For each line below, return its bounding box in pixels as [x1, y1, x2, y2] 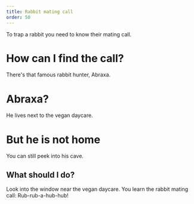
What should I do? [6, 169, 75, 180]
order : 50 [6, 14, 31, 20]
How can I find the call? [6, 51, 124, 65]
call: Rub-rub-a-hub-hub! [6, 192, 69, 199]
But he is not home [6, 132, 100, 146]
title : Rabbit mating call [6, 8, 73, 15]
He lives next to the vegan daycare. [6, 112, 94, 119]
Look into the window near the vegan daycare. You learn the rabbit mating [6, 186, 189, 193]
